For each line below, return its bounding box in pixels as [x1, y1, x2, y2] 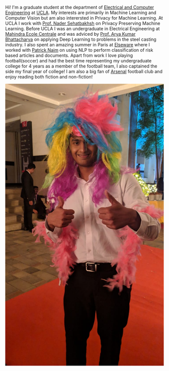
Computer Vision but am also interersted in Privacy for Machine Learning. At [5, 15, 163, 21]
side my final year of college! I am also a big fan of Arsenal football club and [5, 68, 162, 75]
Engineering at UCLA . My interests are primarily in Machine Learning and [5, 10, 157, 16]
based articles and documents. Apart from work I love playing [5, 52, 133, 58]
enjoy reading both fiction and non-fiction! [5, 74, 93, 80]
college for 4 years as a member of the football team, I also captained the [5, 63, 157, 69]
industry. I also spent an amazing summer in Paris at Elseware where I [5, 42, 150, 47]
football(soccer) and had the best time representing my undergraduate [5, 58, 152, 63]
